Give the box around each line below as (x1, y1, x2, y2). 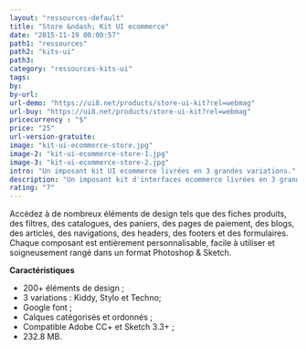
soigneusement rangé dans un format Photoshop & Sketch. (9, 248, 232, 259)
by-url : (9, 90, 39, 99)
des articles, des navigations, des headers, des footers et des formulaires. (9, 227, 289, 238)
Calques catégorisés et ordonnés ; (22, 312, 153, 323)
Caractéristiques (9, 265, 75, 276)
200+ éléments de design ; (22, 282, 125, 293)
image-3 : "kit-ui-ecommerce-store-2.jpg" (9, 157, 170, 167)
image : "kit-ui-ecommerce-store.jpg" (9, 141, 153, 150)
